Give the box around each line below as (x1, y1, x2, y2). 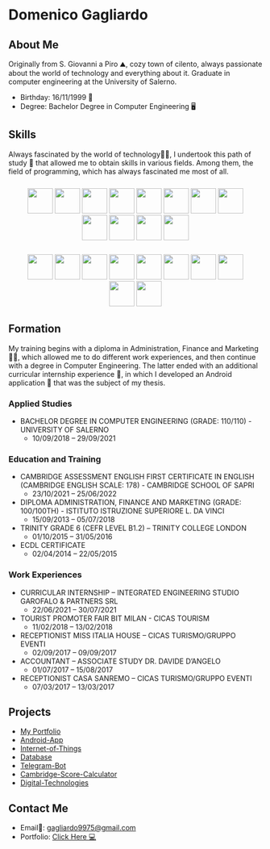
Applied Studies (8, 398, 73, 409)
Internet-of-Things (19, 744, 82, 754)
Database (19, 752, 52, 762)
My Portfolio (19, 726, 61, 736)
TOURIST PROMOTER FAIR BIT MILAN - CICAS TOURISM (19, 613, 210, 623)
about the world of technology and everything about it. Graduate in (8, 69, 231, 77)
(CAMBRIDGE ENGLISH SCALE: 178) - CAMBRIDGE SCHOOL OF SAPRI (19, 480, 255, 490)
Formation (8, 322, 61, 336)
